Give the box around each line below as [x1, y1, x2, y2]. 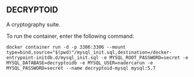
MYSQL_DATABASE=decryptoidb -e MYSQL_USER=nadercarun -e [6, 60, 153, 66]
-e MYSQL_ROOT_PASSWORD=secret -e [101, 54, 189, 61]
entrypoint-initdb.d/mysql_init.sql [6, 54, 99, 61]
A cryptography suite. [6, 20, 61, 28]
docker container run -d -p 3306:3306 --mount [6, 44, 126, 50]
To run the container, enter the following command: [6, 32, 135, 40]
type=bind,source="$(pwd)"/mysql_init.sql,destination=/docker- [6, 49, 172, 55]
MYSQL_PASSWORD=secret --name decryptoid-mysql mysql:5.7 [6, 65, 156, 71]
